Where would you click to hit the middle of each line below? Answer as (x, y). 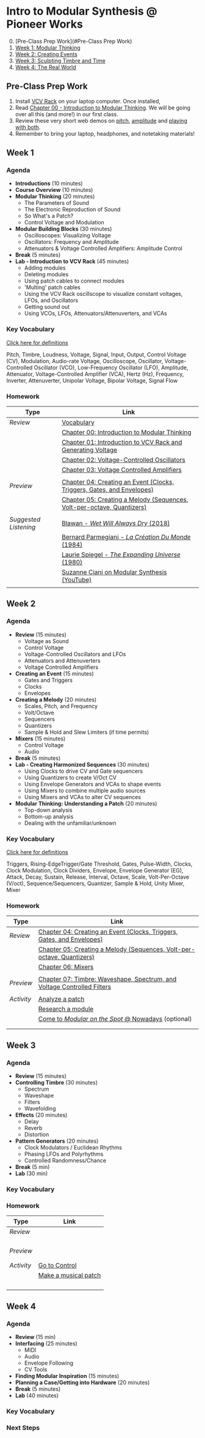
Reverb (33, 1128)
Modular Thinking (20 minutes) (55, 196)
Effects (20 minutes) (41, 1115)
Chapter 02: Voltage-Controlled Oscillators (124, 460)
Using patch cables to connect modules (74, 281)
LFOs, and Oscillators (51, 300)
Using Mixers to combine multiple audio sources (85, 791)
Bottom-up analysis (49, 816)
